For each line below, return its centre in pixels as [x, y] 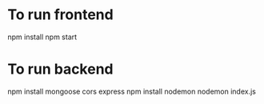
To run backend [60, 69]
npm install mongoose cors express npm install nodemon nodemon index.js [132, 91]
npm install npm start [42, 37]
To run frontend [60, 15]
